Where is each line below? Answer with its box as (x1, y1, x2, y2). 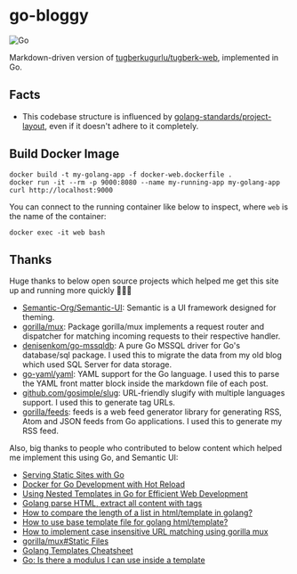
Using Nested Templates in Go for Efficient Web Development (21, 488, 248, 499)
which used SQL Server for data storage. (21, 359, 173, 370)
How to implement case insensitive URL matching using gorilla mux (21, 527, 269, 537)
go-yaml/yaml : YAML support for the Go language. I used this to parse (21, 369, 280, 380)
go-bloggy (9, 5, 89, 26)
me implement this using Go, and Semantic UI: (9, 452, 179, 463)
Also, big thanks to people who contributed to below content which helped (9, 443, 283, 454)
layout (21, 120, 45, 131)
